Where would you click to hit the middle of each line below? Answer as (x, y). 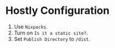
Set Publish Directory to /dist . (52, 39)
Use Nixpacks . (31, 27)
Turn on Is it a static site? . (51, 32)
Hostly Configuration (57, 11)
